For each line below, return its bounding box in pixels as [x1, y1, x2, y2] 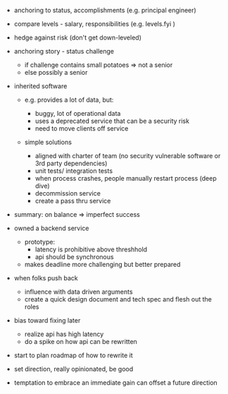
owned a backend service [13, 224, 89, 232]
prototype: [24, 238, 55, 246]
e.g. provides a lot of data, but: [24, 95, 114, 104]
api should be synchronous [34, 253, 114, 261]
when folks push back [13, 274, 79, 282]
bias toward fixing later [13, 316, 81, 324]
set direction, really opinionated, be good [13, 365, 134, 373]
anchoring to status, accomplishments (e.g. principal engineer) [13, 6, 197, 14]
